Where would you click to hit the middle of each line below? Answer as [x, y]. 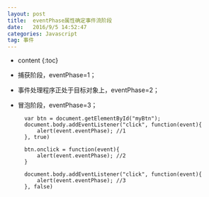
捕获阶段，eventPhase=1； [57, 75]
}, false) [39, 187]
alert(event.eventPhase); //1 [81, 131]
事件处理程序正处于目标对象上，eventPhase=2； [88, 90]
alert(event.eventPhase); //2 [81, 156]
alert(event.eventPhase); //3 [81, 181]
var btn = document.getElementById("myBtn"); [92, 119]
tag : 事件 [21, 40]
